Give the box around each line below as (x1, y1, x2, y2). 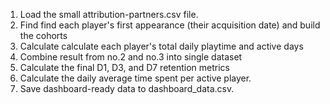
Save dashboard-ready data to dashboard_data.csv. (19, 83, 235, 94)
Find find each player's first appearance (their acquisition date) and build (19, 19, 321, 31)
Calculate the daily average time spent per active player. (19, 72, 252, 84)
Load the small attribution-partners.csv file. (19, 9, 199, 20)
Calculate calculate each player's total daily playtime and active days (19, 40, 304, 52)
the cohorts (19, 30, 68, 41)
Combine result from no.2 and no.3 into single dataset (19, 51, 243, 63)
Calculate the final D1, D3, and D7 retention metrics (19, 62, 230, 73)
